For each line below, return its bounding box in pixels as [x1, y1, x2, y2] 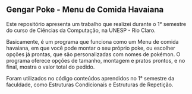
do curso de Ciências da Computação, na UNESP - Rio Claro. [6, 27, 156, 34]
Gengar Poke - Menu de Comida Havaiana [6, 5, 164, 15]
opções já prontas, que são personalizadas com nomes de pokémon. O [6, 50, 181, 58]
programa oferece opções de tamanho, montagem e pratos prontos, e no [6, 57, 185, 64]
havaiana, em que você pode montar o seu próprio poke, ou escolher [6, 44, 175, 51]
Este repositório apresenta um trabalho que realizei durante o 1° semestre [6, 20, 187, 27]
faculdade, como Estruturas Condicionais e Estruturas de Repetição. [6, 81, 174, 88]
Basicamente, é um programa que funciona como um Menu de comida [6, 38, 179, 45]
